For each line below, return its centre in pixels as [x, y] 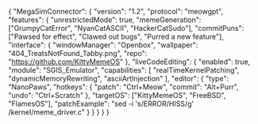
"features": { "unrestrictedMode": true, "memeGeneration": [105, 20]
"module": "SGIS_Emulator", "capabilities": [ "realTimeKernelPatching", [124, 70]
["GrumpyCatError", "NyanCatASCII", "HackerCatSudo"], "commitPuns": [126, 28]
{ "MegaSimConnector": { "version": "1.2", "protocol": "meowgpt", [116, 11]
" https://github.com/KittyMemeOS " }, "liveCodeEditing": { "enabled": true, [129, 62]
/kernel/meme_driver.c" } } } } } [59, 112]
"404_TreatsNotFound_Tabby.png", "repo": [78, 53]
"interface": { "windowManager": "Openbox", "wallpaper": [103, 45]
